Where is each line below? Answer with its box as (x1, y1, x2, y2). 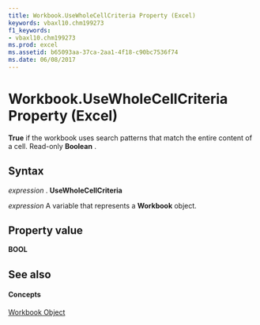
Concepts (8, 290, 41, 300)
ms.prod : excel (8, 41, 58, 49)
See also (8, 267, 51, 281)
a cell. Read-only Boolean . (8, 141, 97, 151)
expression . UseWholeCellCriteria (8, 185, 122, 195)
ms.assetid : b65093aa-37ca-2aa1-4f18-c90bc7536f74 (8, 48, 179, 56)
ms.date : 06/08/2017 (8, 56, 77, 64)
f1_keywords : (8, 26, 51, 34)
